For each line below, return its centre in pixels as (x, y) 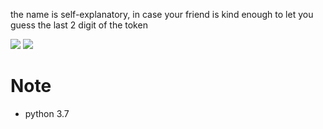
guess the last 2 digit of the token (79, 25)
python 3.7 (47, 113)
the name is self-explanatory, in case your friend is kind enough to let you (162, 14)
